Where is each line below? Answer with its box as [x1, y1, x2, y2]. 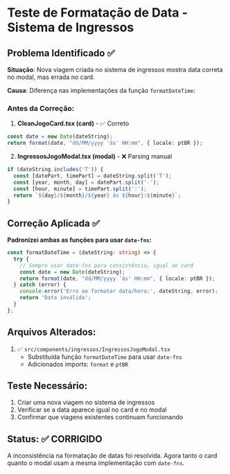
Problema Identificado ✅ [7, 47, 116, 59]
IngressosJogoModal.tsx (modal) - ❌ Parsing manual [17, 152, 172, 161]
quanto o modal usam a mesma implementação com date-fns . [7, 459, 185, 467]
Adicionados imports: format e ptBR [27, 360, 128, 368]
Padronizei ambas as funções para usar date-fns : [7, 236, 152, 244]
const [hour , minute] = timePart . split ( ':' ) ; [13, 185, 148, 192]
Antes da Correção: [7, 103, 75, 113]
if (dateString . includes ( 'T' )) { [7, 166, 104, 173]
